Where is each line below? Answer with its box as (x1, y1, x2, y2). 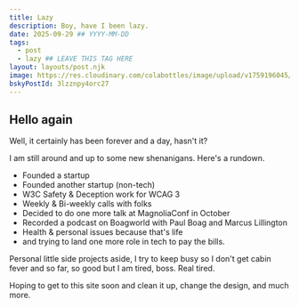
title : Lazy (9, 12, 53, 22)
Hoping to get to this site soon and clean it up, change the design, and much (9, 280, 289, 291)
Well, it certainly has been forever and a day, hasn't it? (9, 135, 208, 147)
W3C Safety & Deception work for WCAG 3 (21, 189, 181, 200)
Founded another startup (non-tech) (21, 180, 156, 190)
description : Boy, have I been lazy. (9, 21, 149, 30)
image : (9, 71, 34, 80)
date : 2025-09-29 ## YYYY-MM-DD (9, 29, 129, 38)
